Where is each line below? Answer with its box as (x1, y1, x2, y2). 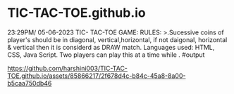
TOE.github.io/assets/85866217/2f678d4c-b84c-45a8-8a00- (7, 72, 186, 80)
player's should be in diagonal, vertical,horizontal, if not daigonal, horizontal (7, 35, 228, 43)
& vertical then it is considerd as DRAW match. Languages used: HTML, (7, 43, 215, 51)
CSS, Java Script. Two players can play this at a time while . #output (7, 51, 205, 59)
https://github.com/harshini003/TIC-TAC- (7, 64, 128, 72)
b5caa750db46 (7, 79, 52, 87)
